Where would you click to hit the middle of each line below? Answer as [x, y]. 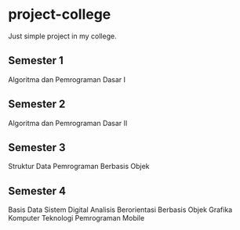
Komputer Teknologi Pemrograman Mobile [76, 218]
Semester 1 [36, 61]
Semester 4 [37, 190]
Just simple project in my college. [62, 36]
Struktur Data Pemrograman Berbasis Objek [79, 167]
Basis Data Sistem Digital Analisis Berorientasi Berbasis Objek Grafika [120, 210]
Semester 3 [37, 147]
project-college [60, 14]
